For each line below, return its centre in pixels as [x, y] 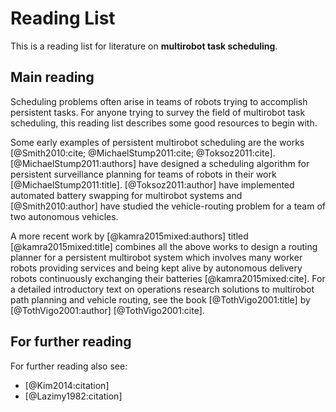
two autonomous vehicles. [64, 216]
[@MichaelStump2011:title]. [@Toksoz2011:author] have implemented [152, 184]
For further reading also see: [69, 366]
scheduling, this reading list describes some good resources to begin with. [164, 123]
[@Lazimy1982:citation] [73, 396]
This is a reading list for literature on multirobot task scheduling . [144, 46]
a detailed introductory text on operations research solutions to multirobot [162, 289]
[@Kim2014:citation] [67, 385]
